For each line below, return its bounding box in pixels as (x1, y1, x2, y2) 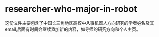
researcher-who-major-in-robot (5, 3, 137, 15)
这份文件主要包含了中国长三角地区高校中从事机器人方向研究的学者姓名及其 (5, 20, 154, 26)
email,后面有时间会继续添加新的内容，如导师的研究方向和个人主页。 (5, 26, 141, 32)
